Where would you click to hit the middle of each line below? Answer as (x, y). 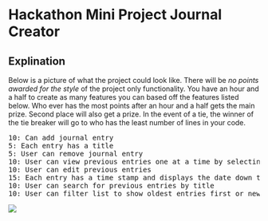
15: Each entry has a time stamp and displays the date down (130, 178)
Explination (37, 61)
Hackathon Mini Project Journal (115, 15)
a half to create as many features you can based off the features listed (124, 97)
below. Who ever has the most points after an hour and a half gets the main (132, 106)
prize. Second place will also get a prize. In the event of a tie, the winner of (131, 114)
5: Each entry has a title (61, 146)
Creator (34, 32)
